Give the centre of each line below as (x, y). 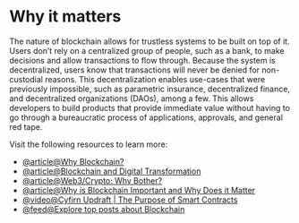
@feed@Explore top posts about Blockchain (103, 209)
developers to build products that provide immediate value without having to (150, 107)
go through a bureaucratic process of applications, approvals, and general (146, 117)
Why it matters (65, 17)
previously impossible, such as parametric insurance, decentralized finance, (150, 89)
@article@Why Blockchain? (73, 161)
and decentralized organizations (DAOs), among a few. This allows (132, 98)
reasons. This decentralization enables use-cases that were (155, 79)
